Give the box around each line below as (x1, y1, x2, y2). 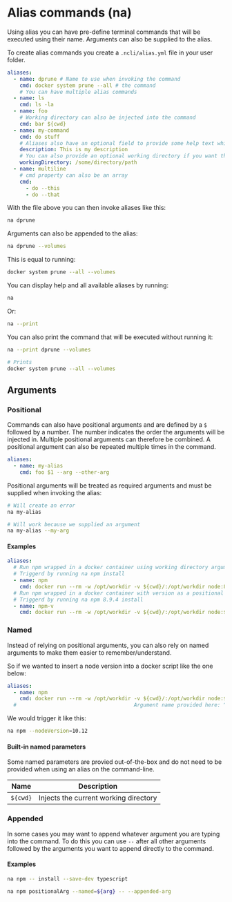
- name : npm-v (13, 602, 54, 609)
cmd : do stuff (19, 133, 60, 140)
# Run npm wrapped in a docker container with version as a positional (13, 589, 224, 597)
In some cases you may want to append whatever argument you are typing (7, 829, 220, 838)
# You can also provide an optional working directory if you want (19, 153, 217, 160)
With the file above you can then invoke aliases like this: (7, 204, 166, 212)
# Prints (7, 358, 32, 365)
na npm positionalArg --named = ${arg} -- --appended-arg (7, 887, 171, 895)
